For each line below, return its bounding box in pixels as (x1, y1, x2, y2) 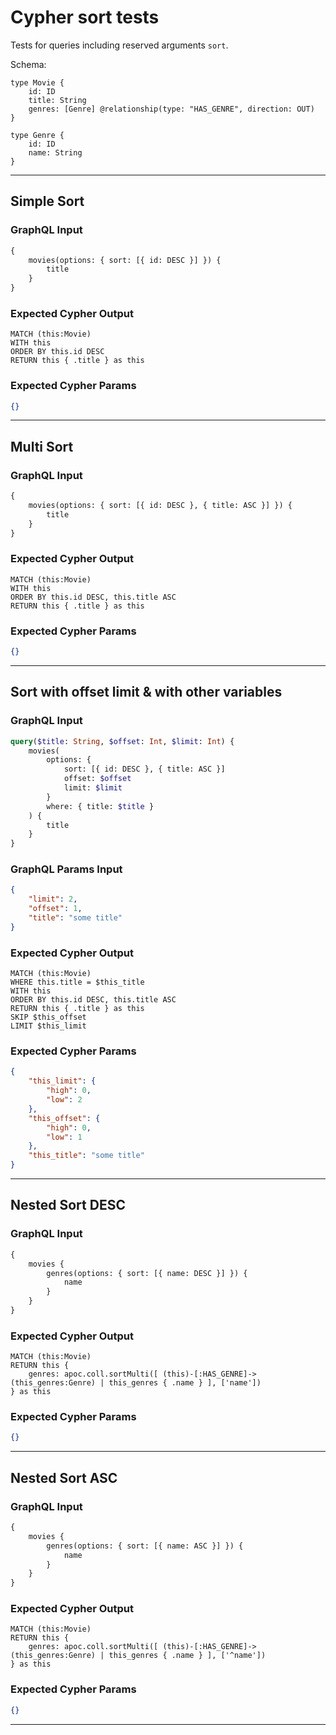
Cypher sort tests (10, 6, 160, 29)
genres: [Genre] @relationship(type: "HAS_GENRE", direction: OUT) (28, 104, 315, 114)
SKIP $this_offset (10, 1012, 87, 1023)
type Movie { (10, 77, 65, 88)
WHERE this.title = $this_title (10, 977, 145, 988)
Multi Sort (10, 438, 74, 455)
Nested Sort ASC (10, 1469, 118, 1486)
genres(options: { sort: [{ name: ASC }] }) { (46, 1541, 244, 1551)
